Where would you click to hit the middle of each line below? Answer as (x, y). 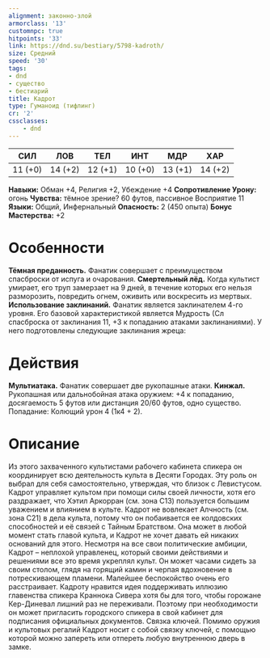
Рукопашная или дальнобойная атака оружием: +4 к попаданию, (121, 394)
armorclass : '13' (38, 23)
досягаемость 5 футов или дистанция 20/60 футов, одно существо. (125, 403)
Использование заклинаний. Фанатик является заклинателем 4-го (126, 305)
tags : (17, 69)
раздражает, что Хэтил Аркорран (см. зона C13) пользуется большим (129, 500)
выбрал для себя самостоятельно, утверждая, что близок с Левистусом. (135, 483)
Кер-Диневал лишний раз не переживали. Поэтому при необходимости (133, 604)
